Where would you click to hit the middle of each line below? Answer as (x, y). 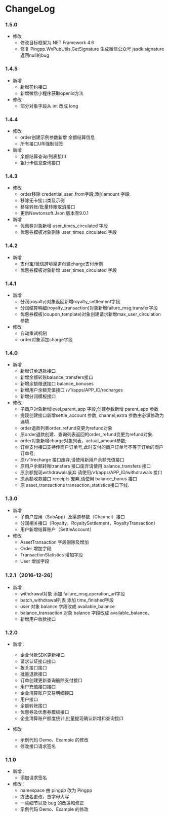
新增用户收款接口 (38, 619)
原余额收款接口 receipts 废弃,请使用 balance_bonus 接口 (79, 479)
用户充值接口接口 (38, 687)
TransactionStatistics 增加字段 (52, 555)
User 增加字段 (35, 561)
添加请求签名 (33, 778)
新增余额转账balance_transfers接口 (57, 377)
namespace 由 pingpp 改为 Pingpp (56, 790)
